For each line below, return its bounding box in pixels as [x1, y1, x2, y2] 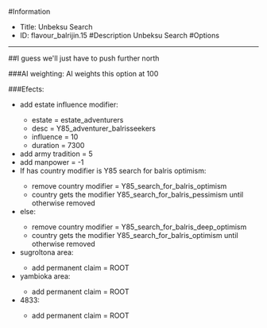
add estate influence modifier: [19, 100, 119, 109]
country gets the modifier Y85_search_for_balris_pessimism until [31, 190, 244, 199]
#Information [8, 7, 51, 16]
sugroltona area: [19, 248, 74, 257]
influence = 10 [31, 132, 79, 142]
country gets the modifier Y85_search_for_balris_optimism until [31, 231, 238, 240]
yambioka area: [19, 271, 71, 281]
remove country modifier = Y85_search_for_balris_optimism [31, 182, 227, 190]
